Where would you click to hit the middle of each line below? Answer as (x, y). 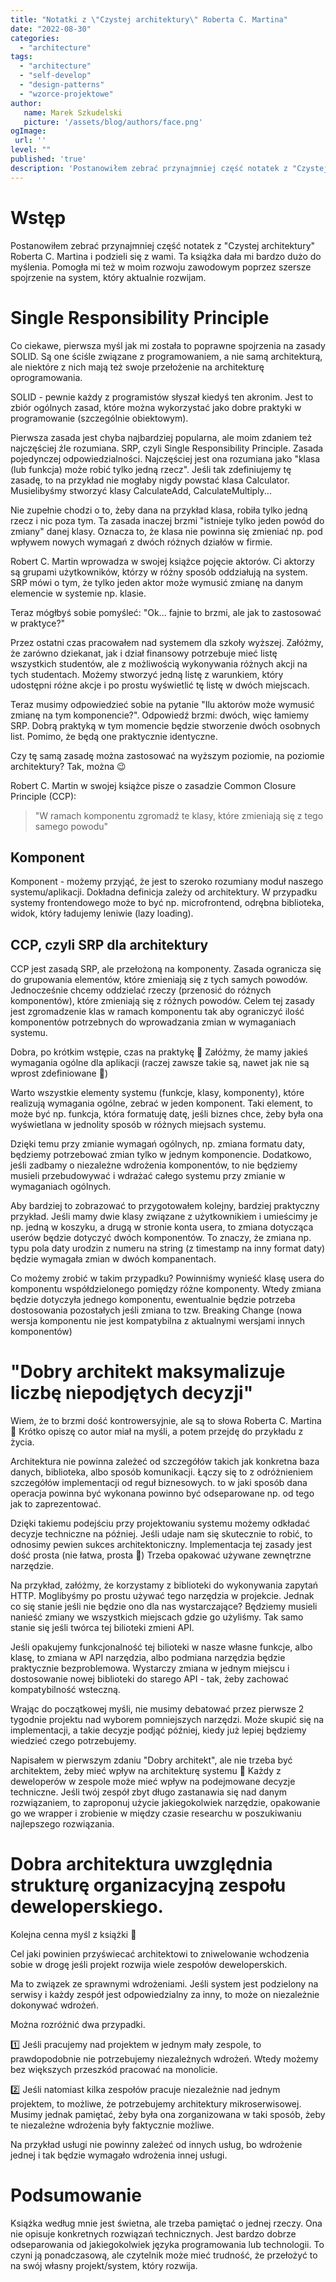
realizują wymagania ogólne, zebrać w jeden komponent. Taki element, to (161, 1103)
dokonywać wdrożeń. (54, 2005)
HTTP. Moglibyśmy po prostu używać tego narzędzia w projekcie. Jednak (162, 1596)
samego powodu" (71, 826)
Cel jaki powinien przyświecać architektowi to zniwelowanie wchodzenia (160, 1954)
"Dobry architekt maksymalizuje (148, 1372)
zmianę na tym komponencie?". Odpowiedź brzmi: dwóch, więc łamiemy (160, 715)
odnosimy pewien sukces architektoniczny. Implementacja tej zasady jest (161, 1545)
